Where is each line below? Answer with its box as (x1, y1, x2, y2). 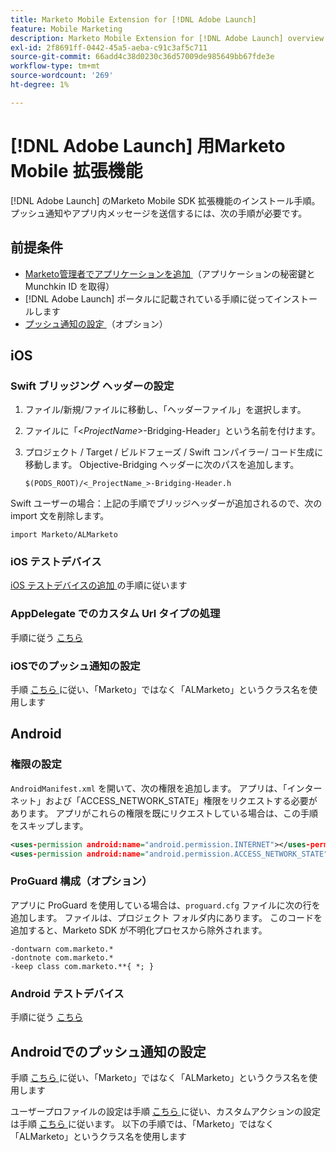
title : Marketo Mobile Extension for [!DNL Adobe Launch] (10, 14, 257, 25)
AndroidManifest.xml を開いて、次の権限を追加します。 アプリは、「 (10, 782, 288, 794)
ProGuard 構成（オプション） (10, 874, 153, 888)
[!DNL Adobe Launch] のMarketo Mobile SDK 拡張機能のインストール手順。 (10, 194, 321, 206)
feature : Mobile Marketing (10, 24, 123, 34)
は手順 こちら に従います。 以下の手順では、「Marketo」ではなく (10, 1117, 275, 1130)
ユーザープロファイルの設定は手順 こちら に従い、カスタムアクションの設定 (10, 1105, 322, 1117)
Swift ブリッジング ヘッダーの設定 (10, 379, 175, 393)
